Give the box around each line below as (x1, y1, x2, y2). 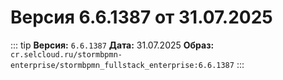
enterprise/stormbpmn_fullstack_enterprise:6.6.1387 (10, 60, 235, 70)
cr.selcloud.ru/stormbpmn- (10, 49, 123, 60)
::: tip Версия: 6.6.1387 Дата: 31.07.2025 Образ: (10, 39, 215, 51)
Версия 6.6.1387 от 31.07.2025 (10, 6, 273, 29)
